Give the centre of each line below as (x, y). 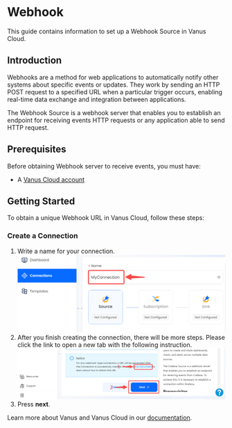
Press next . (34, 404)
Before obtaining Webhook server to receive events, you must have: (104, 166)
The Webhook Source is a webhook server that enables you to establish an (114, 112)
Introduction (35, 61)
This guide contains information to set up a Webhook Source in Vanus (107, 31)
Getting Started (41, 201)
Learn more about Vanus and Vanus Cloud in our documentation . (100, 418)
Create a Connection (43, 236)
